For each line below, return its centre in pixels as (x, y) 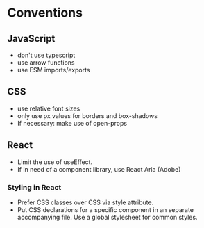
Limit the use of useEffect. (54, 162)
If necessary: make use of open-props (72, 123)
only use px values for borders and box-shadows (87, 115)
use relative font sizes (49, 108)
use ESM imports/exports (53, 70)
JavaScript (31, 39)
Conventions (45, 13)
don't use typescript (46, 55)
